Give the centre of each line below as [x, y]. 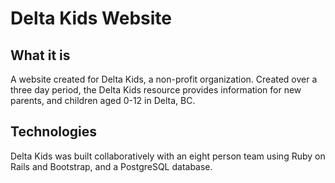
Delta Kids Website [91, 18]
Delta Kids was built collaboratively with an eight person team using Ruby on [168, 156]
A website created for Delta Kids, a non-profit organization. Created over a [164, 79]
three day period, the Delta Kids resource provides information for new [156, 90]
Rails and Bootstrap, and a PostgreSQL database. [111, 166]
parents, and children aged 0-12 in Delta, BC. [103, 100]
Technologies [54, 132]
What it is [40, 55]
